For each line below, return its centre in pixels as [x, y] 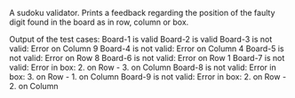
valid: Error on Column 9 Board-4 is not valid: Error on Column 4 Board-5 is [147, 49]
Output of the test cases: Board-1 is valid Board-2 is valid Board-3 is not [141, 39]
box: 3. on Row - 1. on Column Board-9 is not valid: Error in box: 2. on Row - [148, 77]
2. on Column [34, 86]
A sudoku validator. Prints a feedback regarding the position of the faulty [142, 13]
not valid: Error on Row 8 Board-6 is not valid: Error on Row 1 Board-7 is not [147, 58]
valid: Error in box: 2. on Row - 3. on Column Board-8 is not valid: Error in [143, 67]
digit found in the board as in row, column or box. [99, 22]
